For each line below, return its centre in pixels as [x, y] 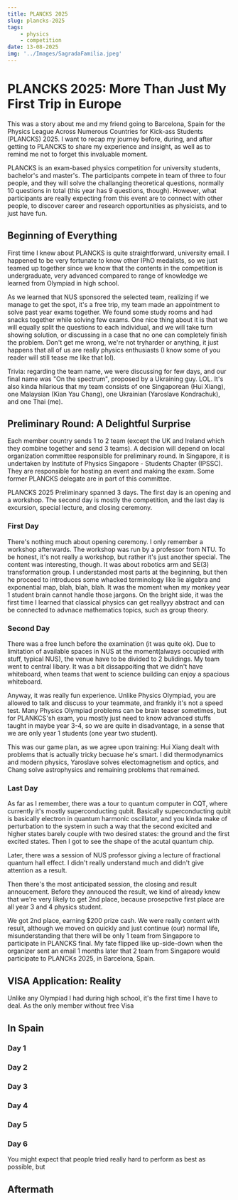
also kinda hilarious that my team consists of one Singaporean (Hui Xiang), [117, 386]
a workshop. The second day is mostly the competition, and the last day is [116, 500]
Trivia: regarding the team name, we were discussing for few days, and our [117, 371]
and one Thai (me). [35, 401]
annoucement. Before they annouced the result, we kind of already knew [114, 892]
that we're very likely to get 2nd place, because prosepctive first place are [116, 899]
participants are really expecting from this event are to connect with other [115, 198]
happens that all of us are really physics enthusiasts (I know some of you [114, 350]
